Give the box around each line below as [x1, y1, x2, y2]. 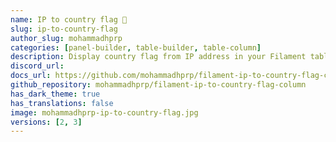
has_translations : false [10, 98, 114, 108]
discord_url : [10, 61, 65, 71]
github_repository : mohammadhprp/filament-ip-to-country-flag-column [10, 80, 307, 90]
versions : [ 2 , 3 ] [10, 117, 83, 127]
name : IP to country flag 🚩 [10, 14, 128, 25]
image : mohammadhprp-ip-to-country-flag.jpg [10, 107, 199, 118]
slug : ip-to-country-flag [10, 24, 118, 34]
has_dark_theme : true [10, 89, 101, 99]
